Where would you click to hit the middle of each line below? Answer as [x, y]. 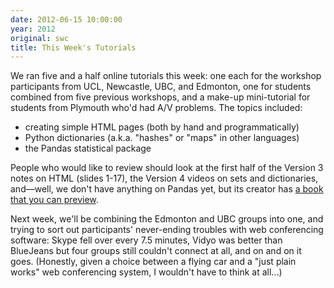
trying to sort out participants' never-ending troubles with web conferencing [167, 230]
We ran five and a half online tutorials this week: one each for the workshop [166, 76]
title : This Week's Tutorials [73, 47]
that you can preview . [54, 200]
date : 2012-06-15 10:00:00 [66, 19]
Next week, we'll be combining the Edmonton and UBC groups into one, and [167, 219]
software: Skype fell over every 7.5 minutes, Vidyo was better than [146, 240]
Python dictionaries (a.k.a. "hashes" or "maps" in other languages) [162, 138]
